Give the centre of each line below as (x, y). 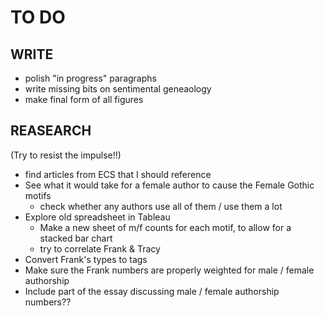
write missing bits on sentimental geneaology (118, 89)
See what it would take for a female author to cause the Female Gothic (169, 185)
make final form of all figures (84, 99)
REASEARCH (51, 131)
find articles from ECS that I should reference (118, 174)
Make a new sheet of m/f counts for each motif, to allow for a (165, 227)
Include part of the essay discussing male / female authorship (152, 291)
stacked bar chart (76, 238)
